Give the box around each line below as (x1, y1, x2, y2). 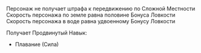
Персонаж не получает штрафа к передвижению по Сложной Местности (6, 5, 196, 12)
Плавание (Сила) (14, 41, 59, 48)
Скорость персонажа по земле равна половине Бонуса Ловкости (6, 11, 176, 18)
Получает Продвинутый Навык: (6, 29, 87, 36)
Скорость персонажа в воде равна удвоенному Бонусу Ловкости (6, 18, 176, 24)
